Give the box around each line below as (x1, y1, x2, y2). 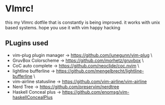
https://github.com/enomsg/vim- (62, 89, 130, 95)
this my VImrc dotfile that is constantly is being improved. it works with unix (5, 19, 161, 25)
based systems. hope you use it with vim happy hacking (5, 24, 121, 30)
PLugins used (5, 39, 48, 48)
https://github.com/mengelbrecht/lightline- (56, 68, 144, 74)
